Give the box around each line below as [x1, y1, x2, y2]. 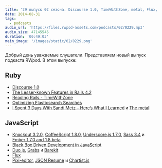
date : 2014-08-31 [5, 12, 40, 17]
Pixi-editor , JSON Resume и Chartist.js [12, 157, 90, 163]
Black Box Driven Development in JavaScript [12, 142, 102, 148]
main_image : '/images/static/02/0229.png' [5, 39, 92, 44]
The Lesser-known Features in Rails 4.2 [12, 89, 92, 95]
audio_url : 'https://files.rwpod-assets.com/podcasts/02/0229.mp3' [5, 25, 145, 30]
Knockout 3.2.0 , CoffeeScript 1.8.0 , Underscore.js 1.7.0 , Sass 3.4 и [12, 132, 145, 137]
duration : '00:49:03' [5, 34, 49, 39]
